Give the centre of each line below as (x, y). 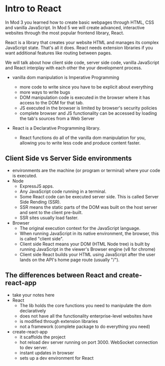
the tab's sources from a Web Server (57, 118)
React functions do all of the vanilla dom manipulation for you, (82, 137)
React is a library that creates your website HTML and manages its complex (82, 42)
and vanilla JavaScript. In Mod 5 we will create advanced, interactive (75, 27)
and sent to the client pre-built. (51, 212)
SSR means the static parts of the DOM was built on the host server (88, 207)
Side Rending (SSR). (40, 202)
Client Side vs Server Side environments (68, 159)
